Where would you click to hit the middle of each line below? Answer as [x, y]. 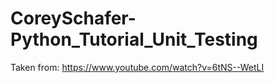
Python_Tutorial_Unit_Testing [134, 39]
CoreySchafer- [73, 18]
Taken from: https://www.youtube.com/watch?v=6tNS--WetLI [137, 67]
